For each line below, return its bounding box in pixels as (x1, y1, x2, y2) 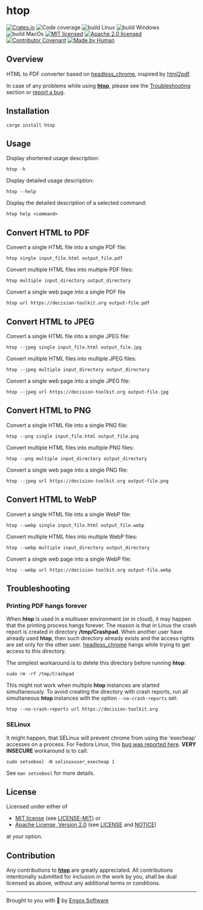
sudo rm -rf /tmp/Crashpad (6, 671, 74, 677)
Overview (6, 54, 44, 64)
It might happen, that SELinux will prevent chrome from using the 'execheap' (6, 734, 196, 741)
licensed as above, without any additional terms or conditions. (6, 880, 161, 887)
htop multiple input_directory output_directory (6, 278, 131, 284)
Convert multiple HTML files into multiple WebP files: (6, 533, 138, 540)
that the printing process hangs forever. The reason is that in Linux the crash (6, 622, 197, 629)
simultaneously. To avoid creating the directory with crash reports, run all (6, 688, 188, 695)
